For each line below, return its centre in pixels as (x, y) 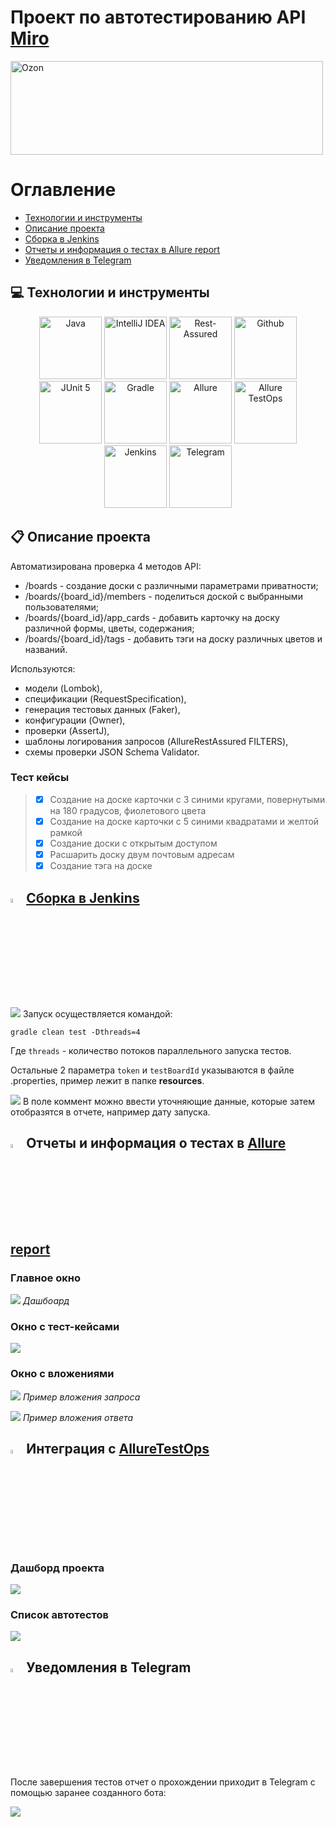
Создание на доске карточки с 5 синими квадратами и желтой (184, 821)
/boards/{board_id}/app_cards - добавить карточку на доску (152, 617)
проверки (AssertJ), (67, 730)
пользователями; (61, 607)
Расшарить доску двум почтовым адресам (142, 854)
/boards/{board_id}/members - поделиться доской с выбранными (163, 596)
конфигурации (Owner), (75, 720)
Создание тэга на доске (101, 866)
